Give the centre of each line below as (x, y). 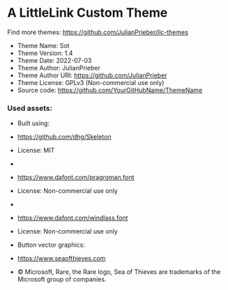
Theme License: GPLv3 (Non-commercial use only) (91, 82)
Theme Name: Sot (43, 45)
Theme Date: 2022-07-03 (54, 60)
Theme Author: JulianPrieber (59, 68)
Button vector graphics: (51, 245)
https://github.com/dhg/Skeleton (64, 137)
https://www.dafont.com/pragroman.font (76, 177)
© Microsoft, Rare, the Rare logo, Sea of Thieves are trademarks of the (119, 272)
